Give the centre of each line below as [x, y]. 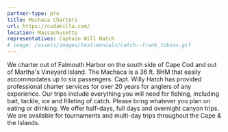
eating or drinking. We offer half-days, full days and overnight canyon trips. [113, 108]
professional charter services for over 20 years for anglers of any [99, 87]
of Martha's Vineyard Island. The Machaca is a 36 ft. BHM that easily [104, 72]
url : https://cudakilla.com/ [49, 26]
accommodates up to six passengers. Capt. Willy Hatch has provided [104, 79]
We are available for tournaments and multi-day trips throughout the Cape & [114, 116]
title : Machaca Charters [42, 20]
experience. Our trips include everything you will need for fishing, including [113, 94]
